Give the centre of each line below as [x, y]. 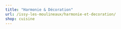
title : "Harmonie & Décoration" [39, 10]
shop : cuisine [20, 19]
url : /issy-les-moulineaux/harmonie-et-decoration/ [60, 14]
